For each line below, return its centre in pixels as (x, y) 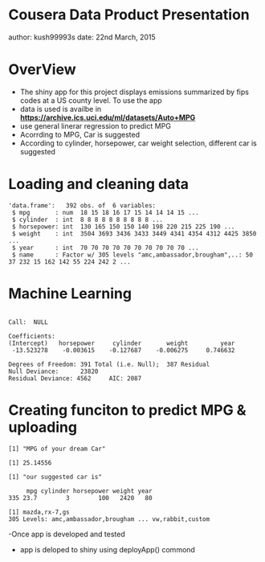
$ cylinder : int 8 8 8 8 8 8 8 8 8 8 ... (87, 219)
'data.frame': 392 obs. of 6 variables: (82, 205)
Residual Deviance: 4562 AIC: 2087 (75, 378)
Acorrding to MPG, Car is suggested (80, 134)
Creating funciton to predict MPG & (127, 410)
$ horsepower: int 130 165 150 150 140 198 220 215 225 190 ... (123, 227)
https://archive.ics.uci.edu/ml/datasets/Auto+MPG (108, 117)
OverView (42, 70)
